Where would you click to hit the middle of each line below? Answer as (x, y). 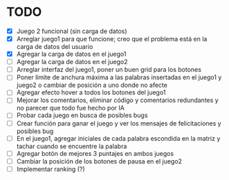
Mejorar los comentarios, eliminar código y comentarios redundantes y (117, 100)
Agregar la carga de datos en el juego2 (72, 62)
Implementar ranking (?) (51, 169)
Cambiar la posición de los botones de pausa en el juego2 (99, 161)
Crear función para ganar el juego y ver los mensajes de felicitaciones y (119, 123)
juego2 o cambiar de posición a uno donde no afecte (92, 85)
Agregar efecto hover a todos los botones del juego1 (91, 92)
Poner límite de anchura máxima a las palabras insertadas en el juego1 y (119, 77)
